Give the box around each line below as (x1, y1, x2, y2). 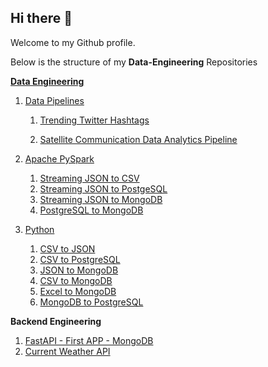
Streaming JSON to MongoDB (39, 193, 163, 205)
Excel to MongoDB (39, 285, 117, 297)
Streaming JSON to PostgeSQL (39, 182, 168, 195)
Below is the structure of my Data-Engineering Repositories (10, 56, 258, 68)
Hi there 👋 (10, 10, 73, 27)
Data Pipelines (24, 94, 85, 106)
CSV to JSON (39, 242, 96, 255)
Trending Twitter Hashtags (39, 114, 150, 126)
